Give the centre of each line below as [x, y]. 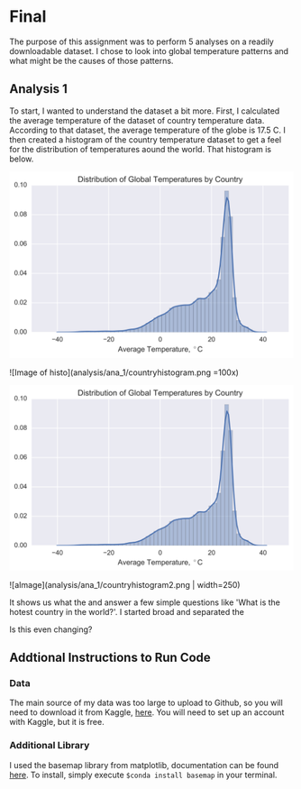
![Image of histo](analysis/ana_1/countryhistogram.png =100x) [124, 372]
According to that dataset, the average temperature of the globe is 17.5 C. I [147, 130]
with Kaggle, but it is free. [57, 722]
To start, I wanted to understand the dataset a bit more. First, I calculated [145, 111]
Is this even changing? [51, 629]
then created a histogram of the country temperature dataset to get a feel [146, 139]
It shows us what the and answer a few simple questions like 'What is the [145, 602]
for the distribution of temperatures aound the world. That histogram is [141, 149]
